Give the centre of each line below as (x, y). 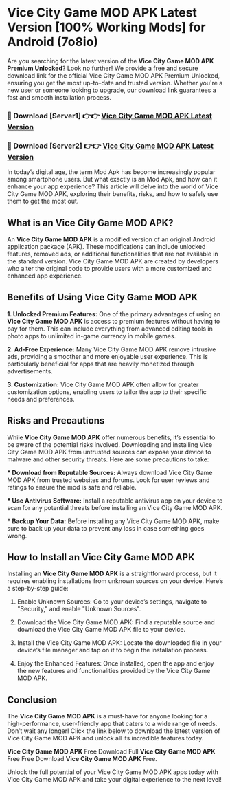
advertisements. (30, 371)
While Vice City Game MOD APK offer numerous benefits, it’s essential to (111, 437)
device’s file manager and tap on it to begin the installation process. (113, 650)
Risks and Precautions (56, 421)
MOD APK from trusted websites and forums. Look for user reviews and (108, 480)
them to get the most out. (43, 201)
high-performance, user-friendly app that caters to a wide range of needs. (112, 724)
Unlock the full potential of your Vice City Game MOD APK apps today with (113, 772)
